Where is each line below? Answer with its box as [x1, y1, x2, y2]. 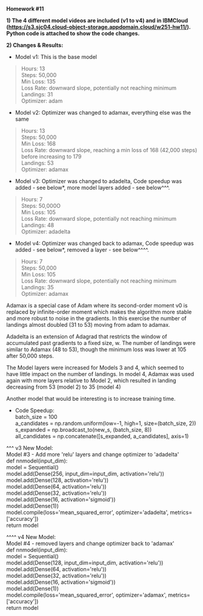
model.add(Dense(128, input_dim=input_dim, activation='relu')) [6, 559, 164, 566]
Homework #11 [6, 5, 44, 12]
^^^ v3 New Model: [6, 444, 53, 451]
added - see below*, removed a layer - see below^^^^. [15, 246, 150, 253]
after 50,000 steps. [6, 352, 55, 360]
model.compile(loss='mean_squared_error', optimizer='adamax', [6, 591, 167, 598]
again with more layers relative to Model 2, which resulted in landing [6, 377, 177, 384]
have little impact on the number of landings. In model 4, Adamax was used [6, 370, 195, 378]
